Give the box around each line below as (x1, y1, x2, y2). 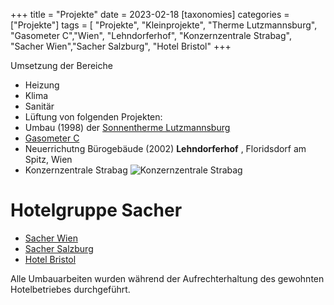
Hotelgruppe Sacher (10, 199, 183, 222)
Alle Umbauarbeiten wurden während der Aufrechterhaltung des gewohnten (10, 272, 325, 284)
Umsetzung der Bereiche (10, 60, 113, 71)
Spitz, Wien (24, 154, 73, 165)
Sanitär (24, 100, 55, 112)
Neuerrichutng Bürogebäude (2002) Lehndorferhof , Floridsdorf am (24, 143, 307, 154)
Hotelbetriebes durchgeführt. (10, 283, 131, 295)
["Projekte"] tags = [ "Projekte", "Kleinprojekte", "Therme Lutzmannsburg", (10, 19, 318, 31)
